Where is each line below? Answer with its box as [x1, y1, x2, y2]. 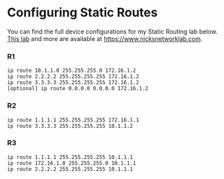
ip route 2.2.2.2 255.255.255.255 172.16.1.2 [7, 73, 139, 80]
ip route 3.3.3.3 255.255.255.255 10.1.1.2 [7, 122, 134, 129]
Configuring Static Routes [7, 5, 158, 20]
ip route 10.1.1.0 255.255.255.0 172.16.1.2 [7, 67, 136, 74]
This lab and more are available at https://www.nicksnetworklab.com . [7, 34, 203, 42]
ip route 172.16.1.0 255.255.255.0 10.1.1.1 [7, 159, 136, 167]
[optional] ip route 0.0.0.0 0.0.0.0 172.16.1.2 [7, 85, 149, 92]
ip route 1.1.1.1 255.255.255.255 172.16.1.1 [7, 116, 139, 124]
